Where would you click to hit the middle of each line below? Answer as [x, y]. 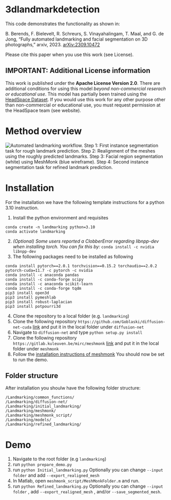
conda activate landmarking [35, 232]
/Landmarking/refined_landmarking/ [43, 424]
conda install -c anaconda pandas [42, 275]
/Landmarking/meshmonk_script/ [39, 415]
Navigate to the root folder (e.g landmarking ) [60, 459]
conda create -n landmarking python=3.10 [50, 227]
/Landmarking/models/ [28, 420]
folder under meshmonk [36, 348]
